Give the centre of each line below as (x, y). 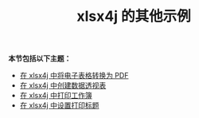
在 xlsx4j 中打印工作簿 (56, 96)
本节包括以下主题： (40, 59)
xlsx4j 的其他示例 (134, 16)
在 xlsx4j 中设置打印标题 (59, 105)
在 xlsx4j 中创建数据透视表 (63, 85)
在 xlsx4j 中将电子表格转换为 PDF (74, 76)
